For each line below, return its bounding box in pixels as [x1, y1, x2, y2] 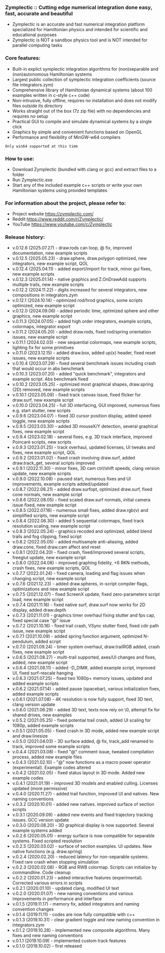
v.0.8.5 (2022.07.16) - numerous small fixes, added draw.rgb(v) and [12, 507, 149, 513]
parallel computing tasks [12, 42, 63, 48]
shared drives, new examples [12, 712, 72, 718]
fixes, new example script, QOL [12, 450, 76, 456]
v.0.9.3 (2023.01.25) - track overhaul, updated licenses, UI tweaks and [12, 444, 155, 451]
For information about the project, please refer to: [5, 200, 126, 207]
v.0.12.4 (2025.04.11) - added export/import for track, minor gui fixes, [12, 266, 152, 272]
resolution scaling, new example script [12, 523, 91, 529]
